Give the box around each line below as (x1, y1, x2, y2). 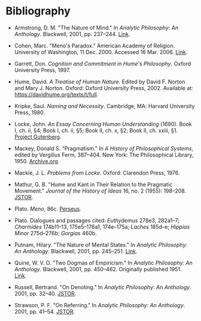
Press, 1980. (14, 109, 46, 116)
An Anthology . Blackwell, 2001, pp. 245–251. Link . (14, 247, 137, 254)
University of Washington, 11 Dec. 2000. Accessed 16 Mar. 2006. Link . (14, 48, 188, 55)
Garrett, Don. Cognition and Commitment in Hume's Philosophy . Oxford (14, 60, 191, 67)
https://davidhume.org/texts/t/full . (14, 91, 98, 98)
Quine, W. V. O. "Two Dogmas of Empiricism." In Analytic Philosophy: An (14, 259, 193, 266)
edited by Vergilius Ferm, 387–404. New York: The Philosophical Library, (14, 151, 194, 158)
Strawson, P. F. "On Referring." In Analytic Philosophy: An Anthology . (14, 301, 185, 308)
